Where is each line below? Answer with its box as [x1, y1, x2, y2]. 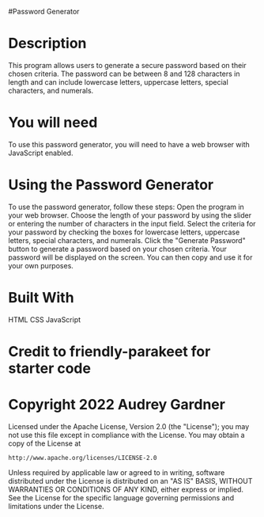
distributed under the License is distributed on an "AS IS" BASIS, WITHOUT [8, 476, 253, 485]
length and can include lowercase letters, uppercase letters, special [8, 77, 229, 86]
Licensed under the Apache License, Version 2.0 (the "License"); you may [8, 421, 250, 431]
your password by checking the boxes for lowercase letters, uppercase [8, 227, 240, 237]
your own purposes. [8, 260, 74, 270]
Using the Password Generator [8, 176, 214, 194]
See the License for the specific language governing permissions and [8, 492, 235, 502]
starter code [8, 359, 91, 377]
